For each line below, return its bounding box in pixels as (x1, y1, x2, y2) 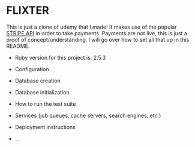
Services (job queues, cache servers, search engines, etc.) (14, 112, 161, 119)
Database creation (14, 77, 61, 84)
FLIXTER (6, 4, 49, 17)
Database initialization (14, 88, 70, 96)
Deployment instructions (14, 123, 76, 130)
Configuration (14, 65, 49, 72)
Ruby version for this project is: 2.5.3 (14, 54, 106, 61)
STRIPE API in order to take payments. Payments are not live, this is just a (6, 29, 188, 36)
